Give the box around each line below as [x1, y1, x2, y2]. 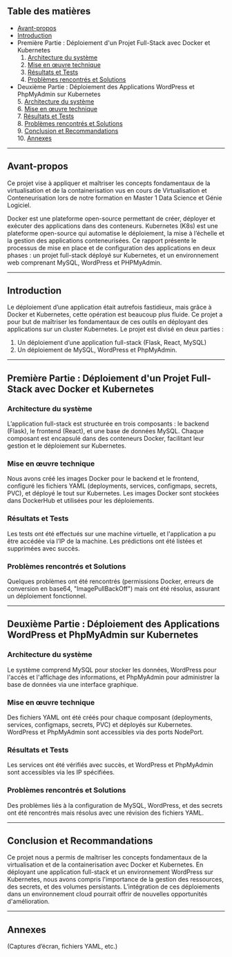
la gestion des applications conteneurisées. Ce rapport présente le [7, 236, 197, 245]
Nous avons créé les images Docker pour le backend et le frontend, [7, 475, 200, 483]
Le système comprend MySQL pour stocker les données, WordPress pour [7, 665, 217, 674]
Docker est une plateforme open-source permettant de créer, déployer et [7, 214, 215, 222]
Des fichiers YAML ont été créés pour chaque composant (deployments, [7, 713, 213, 721]
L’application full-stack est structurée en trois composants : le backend [7, 419, 209, 428]
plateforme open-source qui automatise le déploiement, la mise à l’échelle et [7, 229, 225, 237]
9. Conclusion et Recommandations [17, 126, 119, 135]
